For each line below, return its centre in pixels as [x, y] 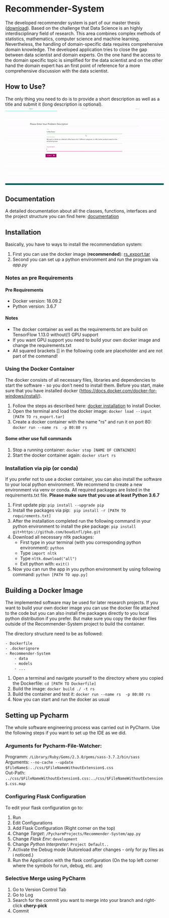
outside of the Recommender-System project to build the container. [75, 624]
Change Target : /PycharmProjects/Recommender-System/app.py [76, 833]
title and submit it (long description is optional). [54, 104]
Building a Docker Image [44, 590]
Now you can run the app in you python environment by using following [87, 569]
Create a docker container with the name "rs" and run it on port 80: [82, 421]
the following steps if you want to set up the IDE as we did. [66, 733]
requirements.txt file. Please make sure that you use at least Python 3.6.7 [82, 495]
